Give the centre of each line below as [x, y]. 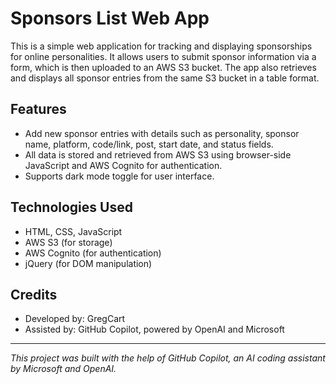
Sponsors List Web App [110, 18]
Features [38, 109]
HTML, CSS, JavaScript [73, 231]
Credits [34, 294]
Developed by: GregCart [75, 319]
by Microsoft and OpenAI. [63, 369]
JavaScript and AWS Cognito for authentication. [123, 165]
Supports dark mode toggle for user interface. [119, 176]
